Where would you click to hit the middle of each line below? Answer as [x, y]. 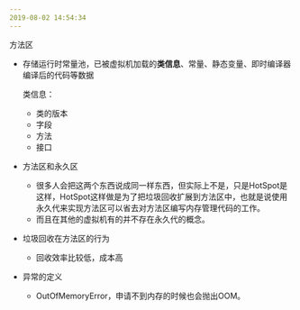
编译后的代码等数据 [58, 75]
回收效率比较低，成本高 [79, 257]
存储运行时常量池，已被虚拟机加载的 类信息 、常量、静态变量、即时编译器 [156, 63]
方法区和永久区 [50, 166]
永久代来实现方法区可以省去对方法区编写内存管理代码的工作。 [150, 207]
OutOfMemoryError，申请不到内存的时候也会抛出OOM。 [141, 296]
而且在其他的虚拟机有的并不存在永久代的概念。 [123, 219]
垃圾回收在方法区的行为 [66, 238]
